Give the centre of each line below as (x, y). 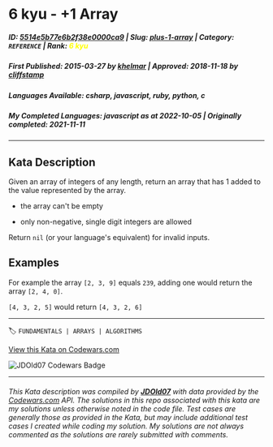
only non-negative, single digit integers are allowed (106, 222)
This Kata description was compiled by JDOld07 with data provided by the (134, 391)
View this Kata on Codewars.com (64, 349)
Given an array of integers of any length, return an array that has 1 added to (135, 182)
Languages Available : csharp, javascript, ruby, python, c (107, 95)
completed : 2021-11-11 (47, 124)
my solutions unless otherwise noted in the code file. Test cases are (122, 408)
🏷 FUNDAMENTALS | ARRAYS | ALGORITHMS (75, 330)
